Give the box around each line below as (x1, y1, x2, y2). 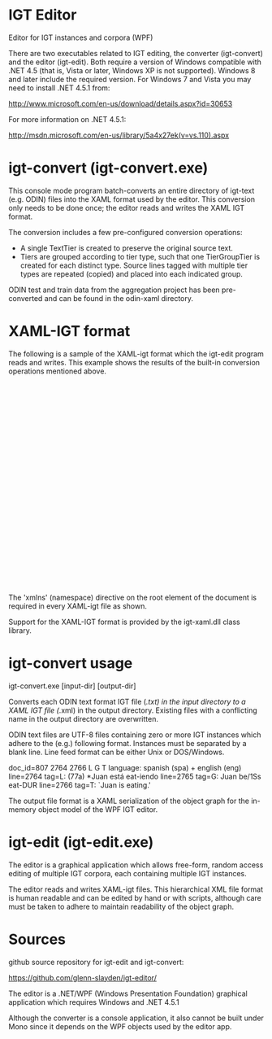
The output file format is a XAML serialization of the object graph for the (8, 796, 250, 805)
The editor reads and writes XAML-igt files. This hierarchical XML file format (8, 884, 264, 894)
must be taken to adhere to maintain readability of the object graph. (8, 901, 234, 911)
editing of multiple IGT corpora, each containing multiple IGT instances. (8, 868, 248, 878)
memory (8, 804, 37, 814)
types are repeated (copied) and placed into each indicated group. (19, 268, 244, 278)
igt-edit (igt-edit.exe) (8, 832, 154, 851)
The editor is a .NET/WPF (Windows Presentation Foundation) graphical (8, 989, 248, 998)
